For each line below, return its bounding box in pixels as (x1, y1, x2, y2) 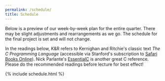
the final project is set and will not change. (5, 36, 91, 42)
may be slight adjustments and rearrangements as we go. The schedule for (5, 31, 158, 37)
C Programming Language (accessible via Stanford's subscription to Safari (5, 50, 158, 57)
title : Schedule (5, 12, 38, 17)
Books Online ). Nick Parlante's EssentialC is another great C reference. (5, 56, 149, 62)
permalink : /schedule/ (5, 7, 52, 12)
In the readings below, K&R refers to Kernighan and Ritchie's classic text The (5, 45, 161, 51)
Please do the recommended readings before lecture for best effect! (5, 61, 144, 67)
